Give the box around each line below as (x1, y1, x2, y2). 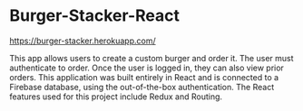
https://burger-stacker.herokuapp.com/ (9, 35, 156, 46)
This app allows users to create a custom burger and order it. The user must (9, 52, 294, 63)
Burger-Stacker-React (9, 5, 180, 26)
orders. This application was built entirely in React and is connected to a (9, 71, 279, 82)
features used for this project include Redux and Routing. (9, 91, 223, 102)
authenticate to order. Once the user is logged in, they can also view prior (9, 62, 284, 73)
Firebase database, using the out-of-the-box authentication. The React (9, 81, 275, 92)
